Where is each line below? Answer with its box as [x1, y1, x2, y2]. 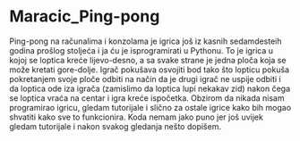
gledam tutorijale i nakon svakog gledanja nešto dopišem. [9, 120, 222, 131]
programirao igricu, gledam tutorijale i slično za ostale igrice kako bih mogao [9, 102, 292, 112]
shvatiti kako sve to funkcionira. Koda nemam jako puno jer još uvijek [9, 112, 264, 122]
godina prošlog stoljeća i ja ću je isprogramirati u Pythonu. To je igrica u [9, 45, 273, 55]
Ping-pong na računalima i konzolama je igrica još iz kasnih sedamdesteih [9, 36, 282, 46]
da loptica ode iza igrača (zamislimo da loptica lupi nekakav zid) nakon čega [9, 83, 291, 94]
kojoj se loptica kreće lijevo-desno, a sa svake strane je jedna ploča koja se [9, 54, 287, 65]
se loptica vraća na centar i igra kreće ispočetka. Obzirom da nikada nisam [9, 92, 285, 104]
